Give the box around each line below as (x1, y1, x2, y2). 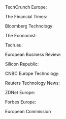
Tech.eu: (5, 42, 23, 48)
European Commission (5, 109, 51, 114)
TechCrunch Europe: (5, 4, 47, 10)
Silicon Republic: (5, 61, 39, 67)
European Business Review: (5, 51, 62, 57)
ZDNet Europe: (5, 90, 35, 95)
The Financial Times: (5, 14, 48, 19)
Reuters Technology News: (5, 80, 60, 86)
